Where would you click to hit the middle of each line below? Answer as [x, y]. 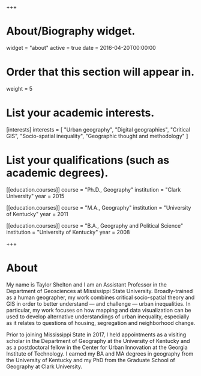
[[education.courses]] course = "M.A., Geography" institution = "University [99, 207]
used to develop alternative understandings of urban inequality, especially [98, 317]
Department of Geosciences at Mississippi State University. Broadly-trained [100, 291]
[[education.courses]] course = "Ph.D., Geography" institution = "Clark [94, 189]
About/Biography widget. [71, 31]
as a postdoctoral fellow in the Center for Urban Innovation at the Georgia [97, 347]
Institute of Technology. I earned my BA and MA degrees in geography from [100, 353]
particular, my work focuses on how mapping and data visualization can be [99, 310]
